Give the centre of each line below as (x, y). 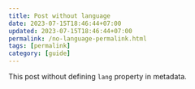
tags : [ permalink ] (39, 46)
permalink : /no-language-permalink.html (78, 38)
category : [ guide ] (39, 53)
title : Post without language (60, 16)
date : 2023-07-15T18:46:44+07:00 (65, 23)
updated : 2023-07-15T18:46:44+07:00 (70, 31)
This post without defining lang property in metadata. (97, 76)
